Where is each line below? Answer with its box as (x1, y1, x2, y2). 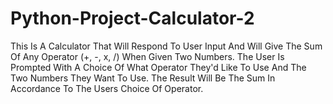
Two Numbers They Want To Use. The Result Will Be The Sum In (10, 72, 276, 84)
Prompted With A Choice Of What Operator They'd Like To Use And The (10, 61, 307, 73)
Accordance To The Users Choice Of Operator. (10, 82, 204, 94)
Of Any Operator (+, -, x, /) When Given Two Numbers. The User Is (10, 50, 285, 62)
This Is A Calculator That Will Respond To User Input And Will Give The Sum (10, 40, 323, 52)
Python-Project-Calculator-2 (10, 7, 255, 30)
